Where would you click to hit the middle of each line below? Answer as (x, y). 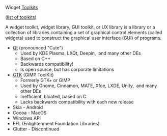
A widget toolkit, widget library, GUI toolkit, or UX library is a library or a (80, 27)
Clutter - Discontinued (36, 129)
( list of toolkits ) (21, 17)
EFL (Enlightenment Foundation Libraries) (56, 124)
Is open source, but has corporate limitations (67, 69)
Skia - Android (28, 107)
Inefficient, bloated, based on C (53, 97)
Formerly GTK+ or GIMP (45, 80)
